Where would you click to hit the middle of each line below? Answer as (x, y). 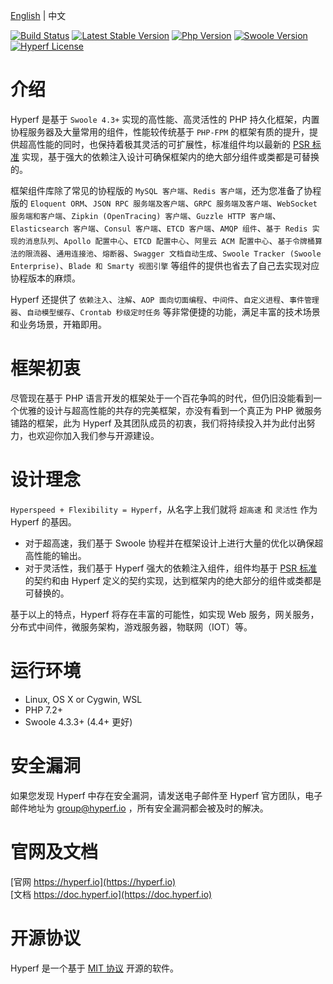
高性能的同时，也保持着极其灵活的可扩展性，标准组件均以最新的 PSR (168, 144)
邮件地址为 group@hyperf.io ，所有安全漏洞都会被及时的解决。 (139, 808)
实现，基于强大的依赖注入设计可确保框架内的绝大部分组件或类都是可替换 (170, 156)
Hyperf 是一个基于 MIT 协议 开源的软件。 (94, 968)
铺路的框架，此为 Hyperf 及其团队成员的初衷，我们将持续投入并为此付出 (158, 423)
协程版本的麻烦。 (45, 278)
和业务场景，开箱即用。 (58, 324)
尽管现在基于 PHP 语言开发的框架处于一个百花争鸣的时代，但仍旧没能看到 (162, 398)
